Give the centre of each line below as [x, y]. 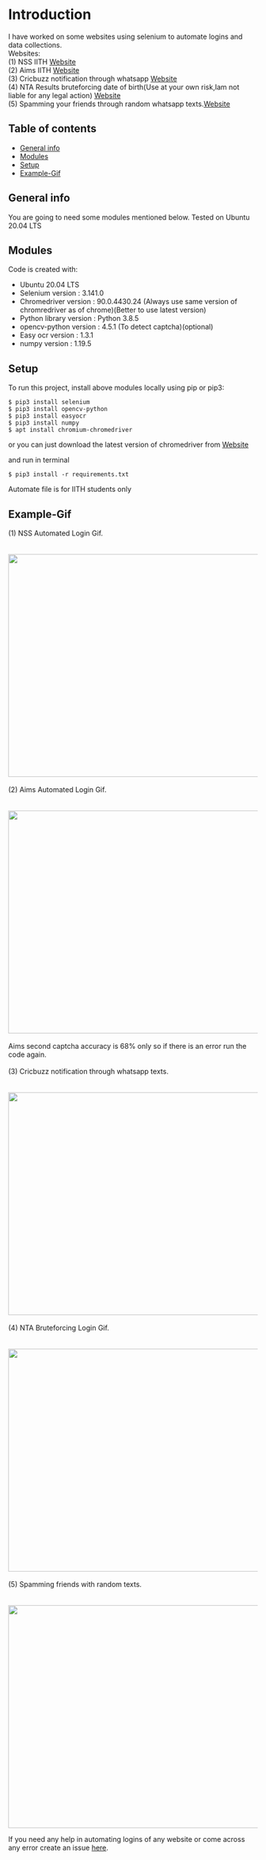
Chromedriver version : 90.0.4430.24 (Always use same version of [128, 302]
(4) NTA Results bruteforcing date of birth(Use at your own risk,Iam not [124, 87]
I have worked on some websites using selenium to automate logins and [125, 36]
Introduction [50, 15]
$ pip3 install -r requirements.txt [68, 475]
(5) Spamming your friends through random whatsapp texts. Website [120, 104]
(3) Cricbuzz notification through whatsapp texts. [88, 1071]
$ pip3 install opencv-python [58, 410]
